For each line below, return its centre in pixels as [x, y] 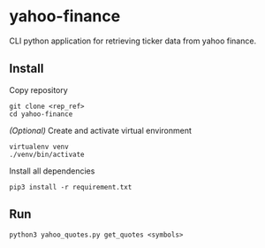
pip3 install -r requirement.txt [71, 187]
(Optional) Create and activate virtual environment [101, 130]
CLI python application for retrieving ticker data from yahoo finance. [133, 41]
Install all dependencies [52, 171]
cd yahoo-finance [41, 114]
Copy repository [38, 89]
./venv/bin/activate [47, 154]
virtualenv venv [39, 147]
